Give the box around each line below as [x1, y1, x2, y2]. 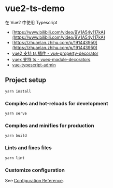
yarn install [5, 89, 31, 94]
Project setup [5, 76, 47, 84]
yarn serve [5, 111, 27, 116]
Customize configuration [5, 167, 65, 173]
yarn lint [5, 156, 25, 160]
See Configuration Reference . [5, 177, 64, 183]
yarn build [5, 133, 27, 138]
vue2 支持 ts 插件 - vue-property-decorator [12, 50, 99, 56]
